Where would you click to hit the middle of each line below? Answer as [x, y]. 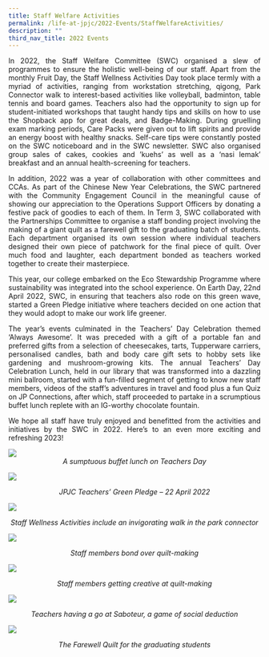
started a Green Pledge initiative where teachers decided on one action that [134, 304]
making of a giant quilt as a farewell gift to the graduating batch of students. [134, 230]
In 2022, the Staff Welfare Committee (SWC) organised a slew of [134, 61]
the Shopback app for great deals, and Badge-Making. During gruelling [134, 120]
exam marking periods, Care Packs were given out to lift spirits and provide [134, 129]
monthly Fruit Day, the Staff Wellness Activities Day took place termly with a [134, 78]
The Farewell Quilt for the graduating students [134, 645]
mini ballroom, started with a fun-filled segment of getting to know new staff [134, 380]
